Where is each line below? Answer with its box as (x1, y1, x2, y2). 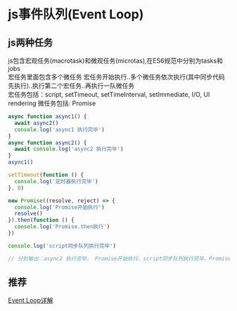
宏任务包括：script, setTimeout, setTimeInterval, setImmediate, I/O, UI (8, 91, 210, 98)
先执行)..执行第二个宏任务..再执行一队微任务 (8, 81, 135, 90)
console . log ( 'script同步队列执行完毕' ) (8, 242, 117, 249)
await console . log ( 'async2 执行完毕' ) (14, 145, 124, 153)
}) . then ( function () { (8, 217, 75, 224)
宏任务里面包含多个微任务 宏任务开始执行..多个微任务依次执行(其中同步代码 (8, 73, 226, 81)
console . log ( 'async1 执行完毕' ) (14, 126, 105, 133)
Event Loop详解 (8, 296, 53, 305)
